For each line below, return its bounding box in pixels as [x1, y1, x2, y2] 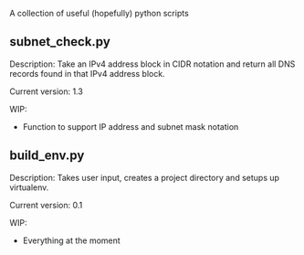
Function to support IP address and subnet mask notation [22, 121, 239, 132]
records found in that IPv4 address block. [9, 68, 166, 79]
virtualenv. [9, 182, 49, 193]
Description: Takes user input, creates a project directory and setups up [9, 172, 280, 183]
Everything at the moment [22, 235, 121, 246]
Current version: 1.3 [9, 86, 84, 97]
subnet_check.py [9, 34, 111, 49]
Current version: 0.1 [9, 199, 83, 210]
